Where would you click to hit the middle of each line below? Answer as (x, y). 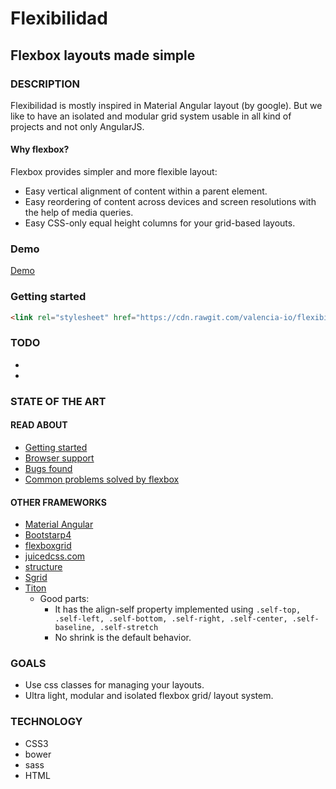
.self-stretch (129, 628)
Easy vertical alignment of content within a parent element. (146, 191)
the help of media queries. (79, 213)
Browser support (59, 458)
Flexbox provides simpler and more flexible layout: (114, 172)
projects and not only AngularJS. (77, 126)
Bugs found (48, 468)
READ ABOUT (39, 425)
